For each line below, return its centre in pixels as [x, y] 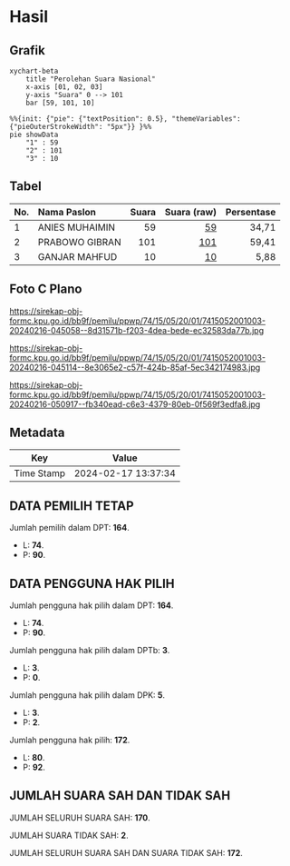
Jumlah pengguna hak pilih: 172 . [70, 740]
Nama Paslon [67, 212]
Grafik [27, 50]
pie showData [34, 134]
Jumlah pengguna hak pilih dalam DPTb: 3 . [90, 651]
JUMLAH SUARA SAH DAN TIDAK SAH [120, 796]
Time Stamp [40, 473]
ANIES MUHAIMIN [77, 227]
